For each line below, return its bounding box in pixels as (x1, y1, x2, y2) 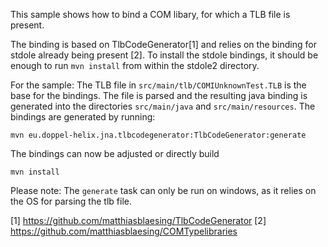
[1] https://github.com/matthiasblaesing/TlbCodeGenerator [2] (10, 215, 267, 226)
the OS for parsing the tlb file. (10, 195, 132, 207)
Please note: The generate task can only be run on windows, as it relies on (10, 185, 317, 196)
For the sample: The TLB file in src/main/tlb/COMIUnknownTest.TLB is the (10, 79, 307, 91)
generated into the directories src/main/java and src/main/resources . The (10, 100, 316, 112)
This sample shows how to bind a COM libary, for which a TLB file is (10, 9, 291, 20)
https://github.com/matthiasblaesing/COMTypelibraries (10, 225, 238, 237)
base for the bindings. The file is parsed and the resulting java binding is (10, 90, 308, 101)
